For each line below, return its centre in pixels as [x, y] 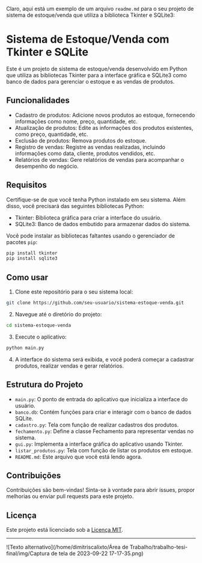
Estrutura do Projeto [45, 385]
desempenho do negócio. [47, 166]
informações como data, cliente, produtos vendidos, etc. [85, 153]
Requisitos [26, 185]
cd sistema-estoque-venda [38, 325]
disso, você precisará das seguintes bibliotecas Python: [75, 206]
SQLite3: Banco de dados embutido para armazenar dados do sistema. [103, 224]
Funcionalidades [38, 101]
